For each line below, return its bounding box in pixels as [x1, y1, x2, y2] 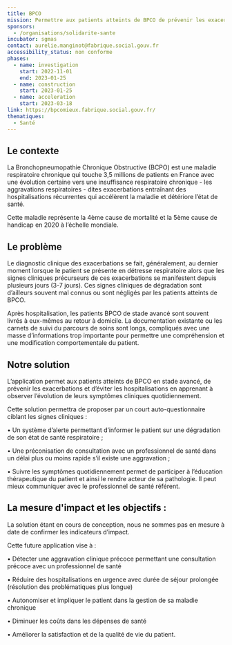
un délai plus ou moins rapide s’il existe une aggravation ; [7, 454, 171, 462]
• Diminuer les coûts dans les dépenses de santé [7, 617, 147, 625]
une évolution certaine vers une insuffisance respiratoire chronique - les [7, 178, 213, 187]
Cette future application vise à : [7, 541, 97, 550]
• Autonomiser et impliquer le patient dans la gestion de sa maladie [7, 596, 198, 604]
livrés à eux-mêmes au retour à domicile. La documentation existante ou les [7, 317, 223, 325]
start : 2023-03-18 [19, 100, 72, 107]
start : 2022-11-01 [19, 68, 72, 75]
